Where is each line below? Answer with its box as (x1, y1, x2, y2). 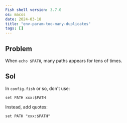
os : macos (5, 12, 26, 17)
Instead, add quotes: (5, 103, 48, 110)
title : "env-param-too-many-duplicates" (5, 21, 91, 26)
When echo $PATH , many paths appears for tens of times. (5, 57, 122, 63)
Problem (5, 44, 33, 53)
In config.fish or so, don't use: (5, 85, 70, 91)
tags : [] (5, 26, 24, 31)
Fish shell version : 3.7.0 (5, 7, 62, 12)
